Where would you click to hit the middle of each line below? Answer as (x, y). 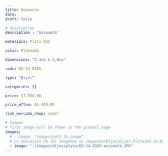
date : (11, 14)
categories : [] (21, 87)
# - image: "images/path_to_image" (47, 137)
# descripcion (20, 28)
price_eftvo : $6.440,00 (30, 105)
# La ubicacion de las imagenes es (47, 141)
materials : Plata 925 (28, 42)
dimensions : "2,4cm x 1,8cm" (35, 60)
